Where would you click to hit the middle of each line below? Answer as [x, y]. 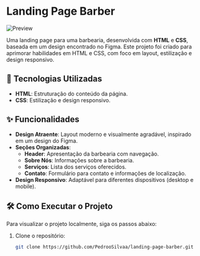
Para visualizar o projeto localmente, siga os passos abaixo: [82, 224]
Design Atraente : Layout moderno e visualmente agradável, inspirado [103, 134]
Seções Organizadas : [43, 147]
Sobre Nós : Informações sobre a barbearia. [79, 160]
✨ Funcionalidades [43, 120]
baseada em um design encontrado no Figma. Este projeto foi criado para [99, 47]
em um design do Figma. [46, 141]
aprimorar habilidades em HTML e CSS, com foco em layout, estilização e [99, 53]
